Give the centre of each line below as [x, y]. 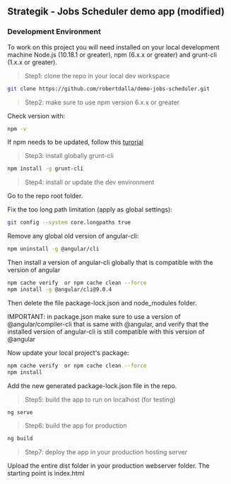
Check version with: [36, 116]
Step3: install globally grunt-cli [69, 156]
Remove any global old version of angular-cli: [73, 236]
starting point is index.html [46, 473]
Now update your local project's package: [68, 353]
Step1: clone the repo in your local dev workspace [97, 75]
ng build [20, 439]
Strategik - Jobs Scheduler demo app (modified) [116, 12]
